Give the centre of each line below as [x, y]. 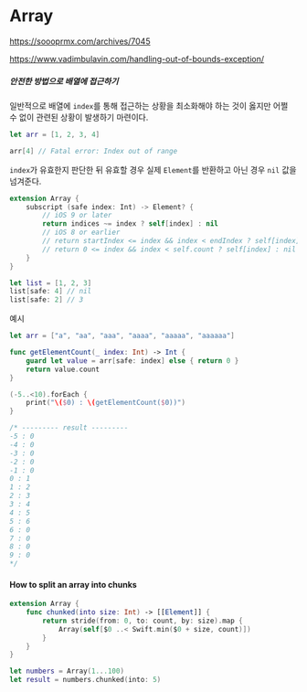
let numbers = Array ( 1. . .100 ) [67, 671]
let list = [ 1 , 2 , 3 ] [51, 283]
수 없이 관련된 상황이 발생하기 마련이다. [79, 117]
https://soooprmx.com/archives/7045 [80, 41]
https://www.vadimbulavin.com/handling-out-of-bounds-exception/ [137, 59]
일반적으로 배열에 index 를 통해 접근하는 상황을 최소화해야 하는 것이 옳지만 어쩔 [149, 105]
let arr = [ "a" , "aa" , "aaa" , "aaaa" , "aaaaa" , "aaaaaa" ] [122, 336]
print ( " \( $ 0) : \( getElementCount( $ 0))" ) [106, 403]
